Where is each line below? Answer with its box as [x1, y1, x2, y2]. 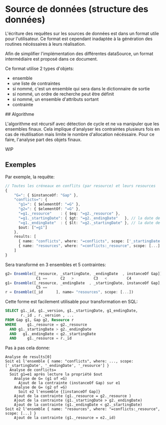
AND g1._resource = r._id [9, 336, 72, 341]
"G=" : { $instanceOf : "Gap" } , [14, 193, 79, 198]
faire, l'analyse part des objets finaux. [5, 137, 82, 142]
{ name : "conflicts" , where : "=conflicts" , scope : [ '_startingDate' [18, 239, 163, 244]
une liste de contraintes [12, 80, 60, 86]
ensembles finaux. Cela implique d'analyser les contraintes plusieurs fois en [5, 126, 160, 132]
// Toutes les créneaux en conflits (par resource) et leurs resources [5, 183, 156, 188]
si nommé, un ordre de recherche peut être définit [12, 91, 115, 97]
